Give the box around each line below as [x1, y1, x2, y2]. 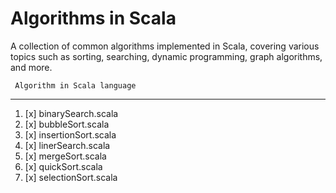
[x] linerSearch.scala [24, 139, 111, 151]
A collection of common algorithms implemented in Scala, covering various [10, 40, 320, 52]
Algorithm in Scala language [14, 80, 137, 91]
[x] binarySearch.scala [24, 107, 119, 119]
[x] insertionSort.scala [24, 128, 117, 141]
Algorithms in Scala [10, 7, 177, 30]
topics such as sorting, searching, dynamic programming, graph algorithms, [10, 50, 323, 62]
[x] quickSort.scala [24, 160, 103, 172]
